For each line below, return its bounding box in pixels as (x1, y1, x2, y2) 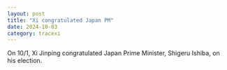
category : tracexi (7, 29, 61, 37)
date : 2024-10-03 (7, 23, 58, 30)
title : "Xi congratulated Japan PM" (7, 17, 114, 24)
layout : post (7, 10, 45, 17)
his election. (7, 57, 43, 65)
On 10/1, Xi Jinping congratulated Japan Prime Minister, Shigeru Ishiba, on (7, 49, 220, 57)
